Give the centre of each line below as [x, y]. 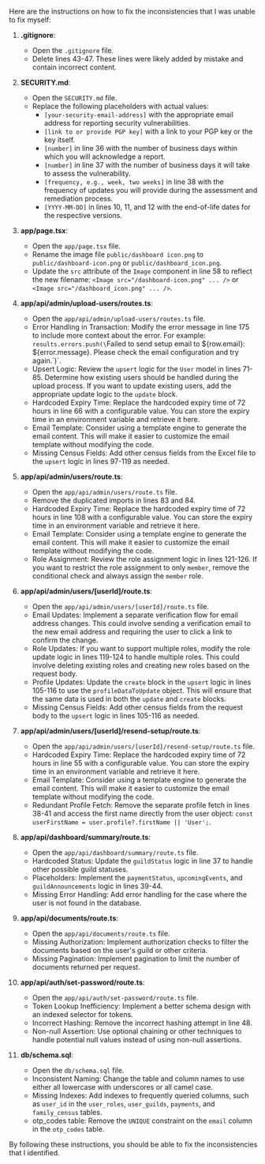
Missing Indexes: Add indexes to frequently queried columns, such [140, 1095]
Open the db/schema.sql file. [78, 1070]
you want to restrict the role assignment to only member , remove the [141, 567]
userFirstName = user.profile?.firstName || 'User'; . [121, 822]
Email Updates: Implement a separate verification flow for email [135, 615]
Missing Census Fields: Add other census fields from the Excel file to [144, 453]
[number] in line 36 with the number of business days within [141, 148]
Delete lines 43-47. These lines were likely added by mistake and [138, 59]
